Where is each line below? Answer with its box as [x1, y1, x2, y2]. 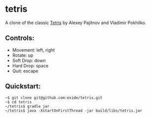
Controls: [5, 34, 35, 42]
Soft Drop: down [12, 58, 46, 63]
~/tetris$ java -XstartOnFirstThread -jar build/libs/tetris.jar [5, 108, 142, 113]
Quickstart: [5, 82, 41, 90]
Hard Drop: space [12, 62, 48, 68]
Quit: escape [12, 68, 38, 74]
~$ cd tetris [5, 99, 32, 104]
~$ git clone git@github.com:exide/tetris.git [5, 95, 103, 100]
